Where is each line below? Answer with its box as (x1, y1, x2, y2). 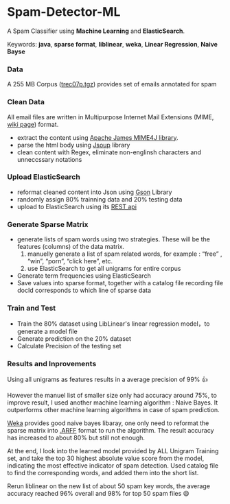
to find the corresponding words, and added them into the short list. (7, 468, 199, 477)
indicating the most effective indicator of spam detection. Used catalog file (7, 461, 219, 470)
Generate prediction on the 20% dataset (16, 335, 132, 343)
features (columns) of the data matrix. (16, 243, 125, 251)
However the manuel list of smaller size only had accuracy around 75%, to (7, 391, 218, 399)
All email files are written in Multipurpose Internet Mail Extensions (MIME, (7, 112, 214, 121)
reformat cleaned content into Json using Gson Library (16, 188, 172, 196)
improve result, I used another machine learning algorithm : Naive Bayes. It (7, 398, 218, 407)
